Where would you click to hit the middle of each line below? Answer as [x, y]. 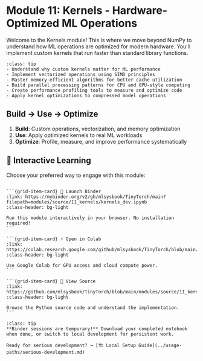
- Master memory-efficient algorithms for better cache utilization [94, 80]
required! [19, 223]
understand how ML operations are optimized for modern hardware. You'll [98, 46]
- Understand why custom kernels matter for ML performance [84, 69]
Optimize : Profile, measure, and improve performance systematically [101, 141]
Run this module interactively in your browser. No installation [90, 218]
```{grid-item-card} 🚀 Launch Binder [54, 191]
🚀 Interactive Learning [49, 161]
